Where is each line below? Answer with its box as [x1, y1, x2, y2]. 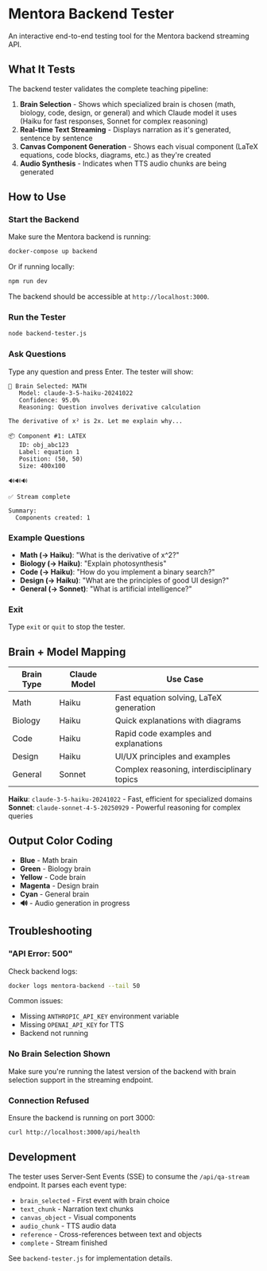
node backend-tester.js [8, 330, 87, 338]
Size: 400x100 [18, 461, 66, 470]
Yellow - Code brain [19, 872, 86, 881]
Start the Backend [8, 214, 79, 226]
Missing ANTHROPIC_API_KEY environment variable [19, 1011, 180, 1021]
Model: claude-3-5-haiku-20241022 [18, 389, 133, 397]
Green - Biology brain [19, 864, 91, 873]
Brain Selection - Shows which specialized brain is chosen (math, [19, 99, 236, 108]
